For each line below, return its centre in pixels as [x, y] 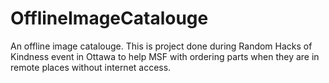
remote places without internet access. [91, 67]
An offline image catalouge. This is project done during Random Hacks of [161, 46]
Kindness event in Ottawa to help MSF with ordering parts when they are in [165, 56]
